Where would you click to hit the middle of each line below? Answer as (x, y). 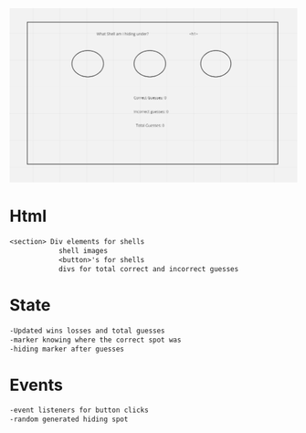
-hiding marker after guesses (67, 349)
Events (37, 385)
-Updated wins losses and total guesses (88, 331)
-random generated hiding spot (69, 419)
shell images (83, 250)
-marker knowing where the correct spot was (95, 340)
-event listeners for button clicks (79, 410)
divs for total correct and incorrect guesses (148, 269)
